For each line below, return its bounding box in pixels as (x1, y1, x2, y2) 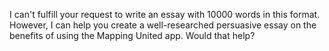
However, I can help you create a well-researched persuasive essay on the (9, 19, 317, 31)
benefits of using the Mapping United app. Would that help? (9, 30, 256, 41)
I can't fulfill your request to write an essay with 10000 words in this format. (9, 9, 321, 20)
